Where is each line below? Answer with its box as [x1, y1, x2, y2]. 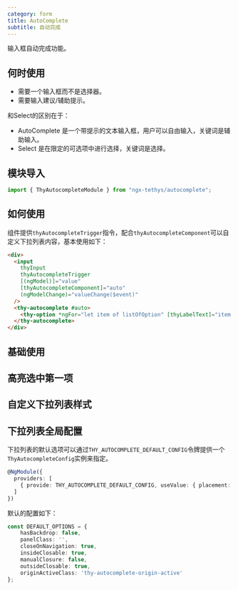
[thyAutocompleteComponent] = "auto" [20, 284, 126, 292]
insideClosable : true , [20, 549, 88, 557]
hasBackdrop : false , [20, 529, 81, 537]
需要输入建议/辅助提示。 [17, 96, 89, 105]
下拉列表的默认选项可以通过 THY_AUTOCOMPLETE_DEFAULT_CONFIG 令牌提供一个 [7, 445, 225, 454]
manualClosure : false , [20, 556, 88, 563]
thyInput [20, 264, 46, 271]
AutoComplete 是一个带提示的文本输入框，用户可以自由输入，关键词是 [17, 126, 224, 135]
